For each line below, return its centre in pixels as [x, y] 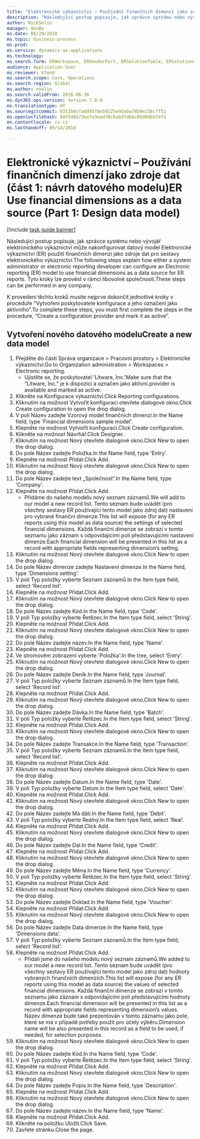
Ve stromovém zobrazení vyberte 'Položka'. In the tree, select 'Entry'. [99, 655]
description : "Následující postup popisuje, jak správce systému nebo [96, 17]
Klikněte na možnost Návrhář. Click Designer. [70, 434]
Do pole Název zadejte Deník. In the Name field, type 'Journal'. [91, 674]
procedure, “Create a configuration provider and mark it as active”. [88, 315]
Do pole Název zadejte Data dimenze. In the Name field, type [89, 927]
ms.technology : [26, 56]
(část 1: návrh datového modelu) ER [95, 188]
